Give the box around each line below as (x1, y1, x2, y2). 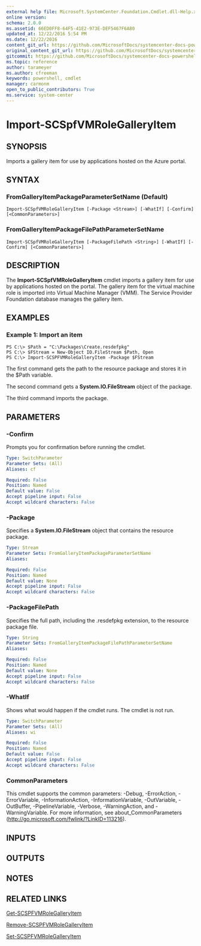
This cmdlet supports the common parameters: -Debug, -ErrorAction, (6, 790, 178, 797)
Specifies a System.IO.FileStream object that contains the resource (6, 527, 173, 534)
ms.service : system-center (6, 92, 74, 98)
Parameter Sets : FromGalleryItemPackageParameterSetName (6, 551, 151, 557)
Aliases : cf (6, 466, 36, 472)
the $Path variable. (6, 371, 53, 379)
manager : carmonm (6, 81, 50, 87)
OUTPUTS (6, 853, 45, 863)
